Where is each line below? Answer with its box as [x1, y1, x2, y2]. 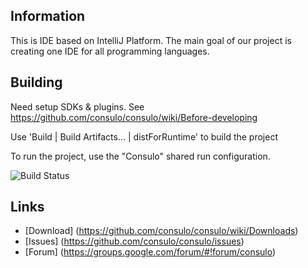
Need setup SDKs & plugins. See [10, 100, 145, 113]
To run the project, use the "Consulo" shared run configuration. [10, 150, 271, 162]
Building [10, 74, 63, 91]
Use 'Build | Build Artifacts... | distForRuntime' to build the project [10, 130, 278, 143]
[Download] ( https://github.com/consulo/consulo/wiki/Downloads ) [24, 225, 299, 237]
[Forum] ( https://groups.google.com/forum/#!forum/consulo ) [24, 246, 277, 258]
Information [10, 8, 86, 25]
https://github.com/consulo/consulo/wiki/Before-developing [10, 111, 258, 123]
